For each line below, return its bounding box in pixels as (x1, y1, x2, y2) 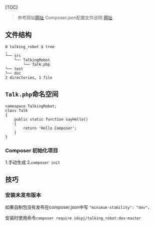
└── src (5, 53, 21, 58)
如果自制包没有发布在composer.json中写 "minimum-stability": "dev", (5, 204, 150, 210)
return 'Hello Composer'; (23, 126, 77, 131)
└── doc (5, 70, 21, 76)
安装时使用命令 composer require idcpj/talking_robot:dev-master (5, 214, 141, 220)
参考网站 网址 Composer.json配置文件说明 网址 (17, 15, 112, 21)
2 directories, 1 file (5, 75, 52, 80)
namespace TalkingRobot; (5, 103, 57, 108)
